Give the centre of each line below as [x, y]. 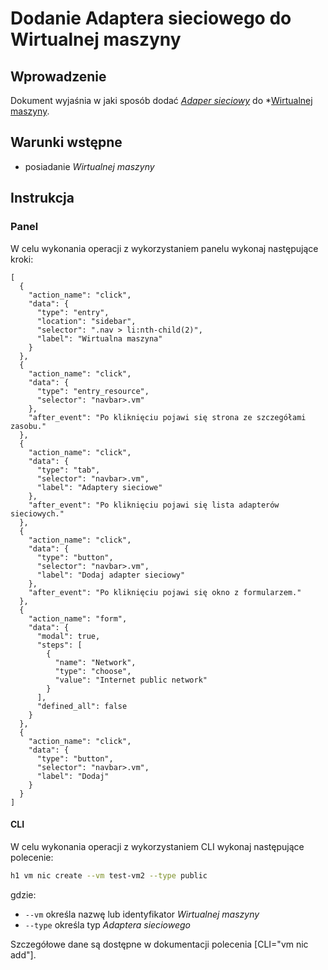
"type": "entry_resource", [93, 391]
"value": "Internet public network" [131, 680]
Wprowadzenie [58, 76]
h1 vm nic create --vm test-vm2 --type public [109, 875]
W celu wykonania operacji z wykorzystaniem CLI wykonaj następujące [157, 846]
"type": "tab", [68, 470]
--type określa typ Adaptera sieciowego [107, 924]
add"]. [23, 954]
